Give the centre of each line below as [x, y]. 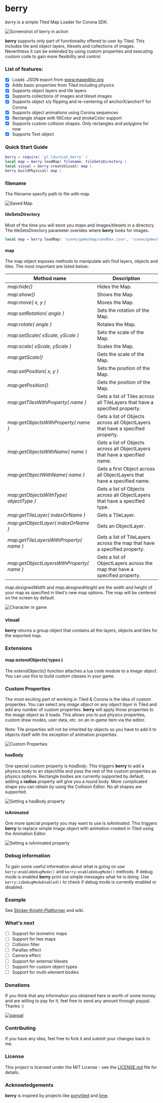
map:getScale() [25, 357]
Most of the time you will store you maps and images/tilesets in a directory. [80, 225]
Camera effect [26, 955]
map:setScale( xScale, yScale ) [43, 335]
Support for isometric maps [39, 933]
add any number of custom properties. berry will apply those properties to [79, 709]
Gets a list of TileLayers [124, 537]
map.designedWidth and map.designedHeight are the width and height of [79, 587]
